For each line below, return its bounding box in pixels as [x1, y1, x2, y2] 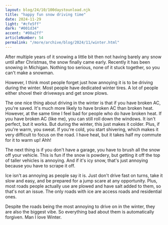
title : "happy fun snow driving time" [5, 12, 86, 17]
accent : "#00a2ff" [5, 31, 43, 36]
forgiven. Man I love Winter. [5, 214, 62, 220]
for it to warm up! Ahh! [5, 137, 51, 143]
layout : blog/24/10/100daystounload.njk [5, 7, 91, 13]
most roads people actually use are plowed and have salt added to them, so [5, 183, 161, 189]
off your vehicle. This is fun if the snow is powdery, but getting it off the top [5, 152, 160, 158]
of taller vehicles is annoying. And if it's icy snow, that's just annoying [5, 157, 148, 163]
